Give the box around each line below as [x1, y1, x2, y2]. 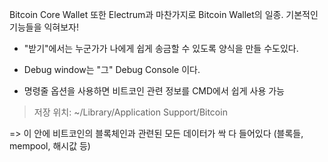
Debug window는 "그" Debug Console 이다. [23, 64, 201, 75]
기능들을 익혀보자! [9, 21, 80, 33]
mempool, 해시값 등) [9, 140, 91, 152]
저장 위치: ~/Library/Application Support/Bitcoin [33, 106, 228, 118]
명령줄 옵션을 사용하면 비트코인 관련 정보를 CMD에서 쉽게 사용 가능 [23, 85, 285, 97]
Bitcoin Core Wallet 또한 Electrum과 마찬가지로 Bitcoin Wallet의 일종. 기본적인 [9, 9, 319, 20]
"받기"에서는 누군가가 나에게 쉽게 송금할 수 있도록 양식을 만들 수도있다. [23, 43, 299, 54]
